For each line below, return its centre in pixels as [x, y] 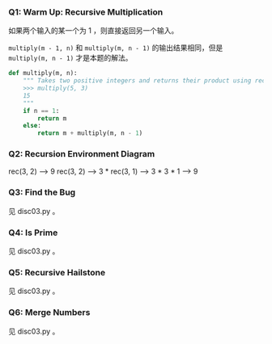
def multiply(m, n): [43, 73]
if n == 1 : [41, 111]
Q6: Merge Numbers [49, 313]
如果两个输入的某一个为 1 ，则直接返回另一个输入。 [93, 31]
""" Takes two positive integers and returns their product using [137, 81]
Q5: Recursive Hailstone [57, 272]
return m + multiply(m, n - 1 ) [90, 133]
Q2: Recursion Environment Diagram [82, 154]
